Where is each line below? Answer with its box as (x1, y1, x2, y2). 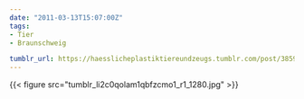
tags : (9, 22, 30, 31)
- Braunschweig (9, 38, 67, 48)
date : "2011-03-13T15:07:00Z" (9, 13, 124, 22)
